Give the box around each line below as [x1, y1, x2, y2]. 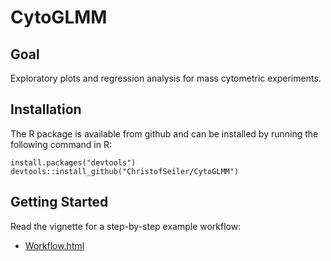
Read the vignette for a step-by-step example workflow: [10, 220, 242, 232]
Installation [10, 101, 82, 118]
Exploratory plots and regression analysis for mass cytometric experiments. [10, 72, 322, 84]
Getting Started [10, 194, 109, 211]
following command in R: [10, 138, 112, 150]
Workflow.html [24, 239, 85, 251]
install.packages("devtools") [10, 157, 137, 168]
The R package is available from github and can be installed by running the [10, 127, 319, 140]
